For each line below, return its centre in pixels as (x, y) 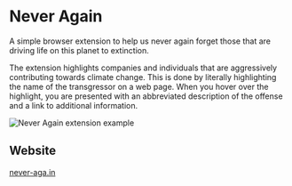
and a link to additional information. (74, 105)
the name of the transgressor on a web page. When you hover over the (139, 86)
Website (32, 151)
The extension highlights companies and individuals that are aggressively (143, 68)
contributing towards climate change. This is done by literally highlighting (143, 77)
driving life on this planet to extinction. (79, 50)
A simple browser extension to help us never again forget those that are (140, 41)
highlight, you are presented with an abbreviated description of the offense (146, 96)
